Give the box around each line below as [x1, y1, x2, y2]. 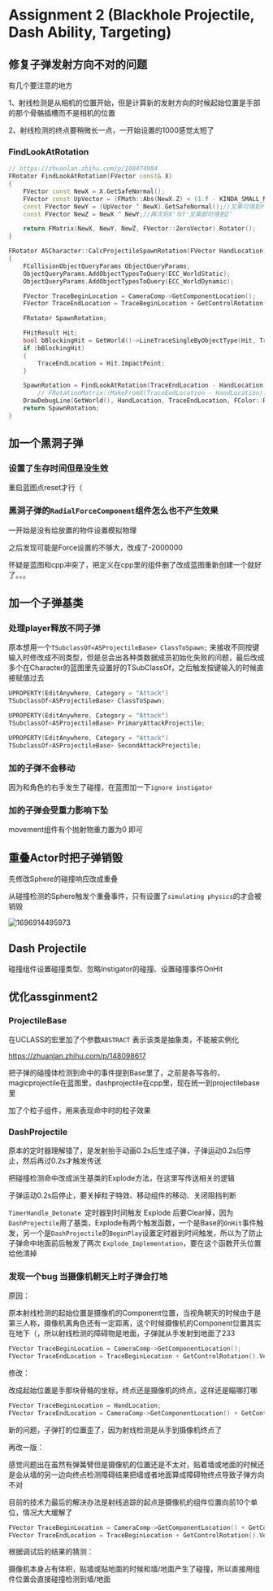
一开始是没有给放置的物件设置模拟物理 [8, 525, 136, 535]
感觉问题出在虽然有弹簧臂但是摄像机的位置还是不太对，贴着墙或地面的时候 [8, 1459, 258, 1469]
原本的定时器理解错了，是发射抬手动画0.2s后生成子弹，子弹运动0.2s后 [8, 1146, 244, 1155]
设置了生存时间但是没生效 [8, 462, 109, 474]
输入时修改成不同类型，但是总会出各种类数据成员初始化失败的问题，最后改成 [8, 653, 265, 663]
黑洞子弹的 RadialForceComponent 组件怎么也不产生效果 [8, 505, 219, 516]
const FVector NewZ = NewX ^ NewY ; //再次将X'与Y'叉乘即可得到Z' [23, 210, 233, 218]
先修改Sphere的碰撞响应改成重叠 [8, 874, 119, 884]
